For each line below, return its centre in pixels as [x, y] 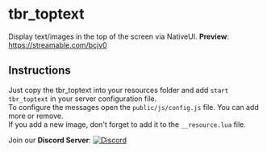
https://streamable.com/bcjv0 [58, 44]
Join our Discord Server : [50, 140]
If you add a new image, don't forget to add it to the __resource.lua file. [127, 124]
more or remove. [36, 116]
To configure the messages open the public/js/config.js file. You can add [134, 107]
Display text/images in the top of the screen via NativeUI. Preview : [119, 36]
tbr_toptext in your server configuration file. [83, 99]
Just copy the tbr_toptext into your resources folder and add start [119, 90]
